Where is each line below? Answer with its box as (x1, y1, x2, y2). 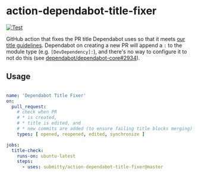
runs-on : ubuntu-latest (17, 153, 76, 159)
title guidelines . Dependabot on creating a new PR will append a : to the (6, 42, 183, 49)
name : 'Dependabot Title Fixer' (6, 92, 86, 99)
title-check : (11, 147, 44, 153)
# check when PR (17, 109, 58, 115)
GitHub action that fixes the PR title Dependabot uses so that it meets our (6, 35, 186, 42)
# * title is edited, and (17, 120, 81, 126)
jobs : (6, 142, 20, 148)
